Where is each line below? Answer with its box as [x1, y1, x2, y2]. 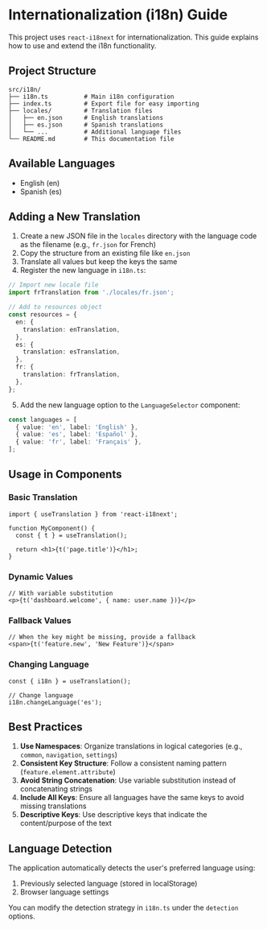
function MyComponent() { [8, 524, 95, 532]
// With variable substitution [8, 589, 113, 597]
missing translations [19, 801, 87, 811]
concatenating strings [19, 784, 92, 794]
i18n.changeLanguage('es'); [8, 698, 103, 706]
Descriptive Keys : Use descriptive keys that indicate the [19, 810, 207, 820]
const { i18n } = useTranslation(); [8, 677, 131, 685]
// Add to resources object [8, 303, 103, 312]
